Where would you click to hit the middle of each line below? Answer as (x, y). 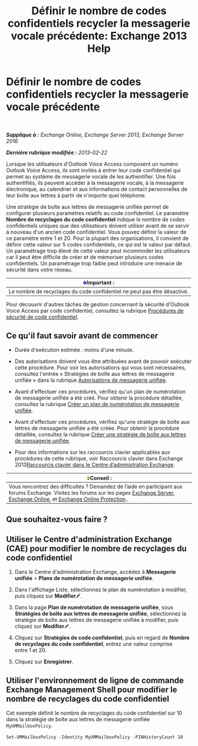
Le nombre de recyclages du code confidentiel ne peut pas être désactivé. (98, 291)
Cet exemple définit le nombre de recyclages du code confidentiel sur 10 (94, 713)
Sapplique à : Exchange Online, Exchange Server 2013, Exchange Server (95, 135)
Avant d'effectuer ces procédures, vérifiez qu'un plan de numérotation (100, 392)
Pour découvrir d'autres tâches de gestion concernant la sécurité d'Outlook (98, 304)
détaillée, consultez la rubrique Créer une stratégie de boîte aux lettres (100, 434)
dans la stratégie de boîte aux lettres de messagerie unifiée (78, 719)
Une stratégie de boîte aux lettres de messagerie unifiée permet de (88, 207)
